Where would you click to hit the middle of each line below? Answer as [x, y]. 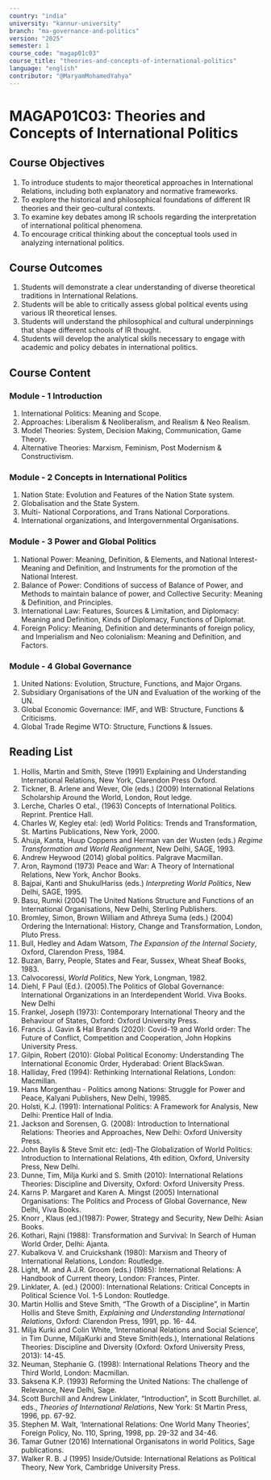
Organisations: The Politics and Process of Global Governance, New [134, 1200]
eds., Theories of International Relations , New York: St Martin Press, [134, 1406]
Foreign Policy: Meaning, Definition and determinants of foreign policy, [138, 628]
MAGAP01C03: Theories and [108, 116]
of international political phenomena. [82, 225]
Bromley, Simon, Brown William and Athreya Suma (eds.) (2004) [127, 917]
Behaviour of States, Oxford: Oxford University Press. [110, 1020]
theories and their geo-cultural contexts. [88, 208]
